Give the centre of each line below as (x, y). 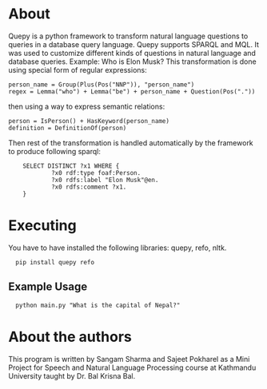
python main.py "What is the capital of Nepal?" (98, 305)
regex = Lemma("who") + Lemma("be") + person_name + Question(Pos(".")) (132, 91)
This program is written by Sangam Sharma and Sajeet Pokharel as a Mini (129, 359)
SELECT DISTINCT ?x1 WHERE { (71, 166)
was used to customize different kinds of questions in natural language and (132, 53)
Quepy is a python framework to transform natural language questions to (128, 36)
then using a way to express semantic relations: (87, 106)
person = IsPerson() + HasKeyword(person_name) (89, 121)
